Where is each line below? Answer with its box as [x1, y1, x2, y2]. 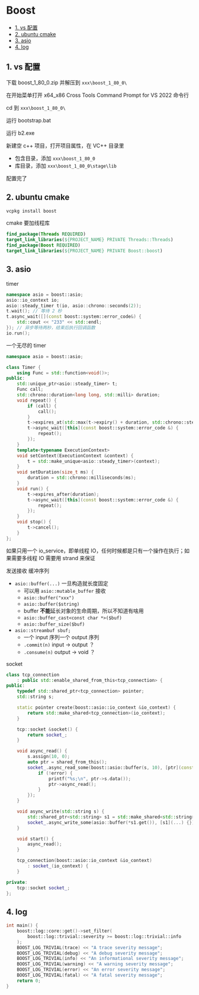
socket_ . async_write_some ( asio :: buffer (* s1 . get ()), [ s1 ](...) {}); [27, 819, 197, 826]
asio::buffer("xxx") [23, 595, 75, 601]
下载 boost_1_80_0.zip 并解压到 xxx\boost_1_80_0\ [6, 78, 127, 86]
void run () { [17, 485, 49, 492]
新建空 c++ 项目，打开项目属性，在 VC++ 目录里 [6, 142, 124, 149]
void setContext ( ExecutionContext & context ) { [17, 453, 134, 459]
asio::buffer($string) [23, 601, 80, 607]
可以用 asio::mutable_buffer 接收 [23, 587, 106, 594]
